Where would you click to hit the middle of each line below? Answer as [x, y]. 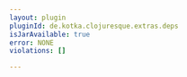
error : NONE [31, 43]
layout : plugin [38, 17]
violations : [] [38, 51]
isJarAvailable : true [50, 34]
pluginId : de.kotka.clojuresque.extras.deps [94, 26]
